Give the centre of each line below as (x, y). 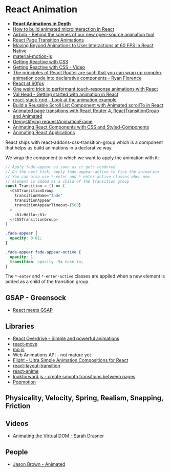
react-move (25, 344)
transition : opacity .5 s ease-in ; (47, 262)
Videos (17, 423)
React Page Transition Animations (48, 40)
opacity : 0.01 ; (26, 238)
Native (19, 51)
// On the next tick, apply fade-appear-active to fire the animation (82, 172)
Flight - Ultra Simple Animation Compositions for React (70, 360)
